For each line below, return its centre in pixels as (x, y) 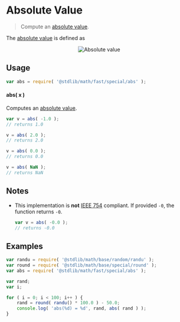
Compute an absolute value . (55, 27)
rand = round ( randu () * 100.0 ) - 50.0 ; (68, 303)
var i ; (14, 287)
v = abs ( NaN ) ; (26, 167)
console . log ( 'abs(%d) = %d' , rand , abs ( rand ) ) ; (81, 308)
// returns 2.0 (25, 140)
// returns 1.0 (25, 124)
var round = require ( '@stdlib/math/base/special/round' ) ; (82, 265)
